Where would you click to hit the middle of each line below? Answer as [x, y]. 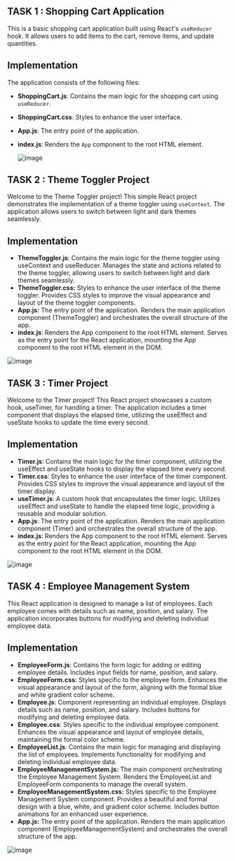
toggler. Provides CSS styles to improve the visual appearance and [114, 295]
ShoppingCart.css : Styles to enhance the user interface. [100, 117]
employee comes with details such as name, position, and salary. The [108, 610]
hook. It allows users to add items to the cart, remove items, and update [111, 36]
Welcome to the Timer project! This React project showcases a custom [109, 400]
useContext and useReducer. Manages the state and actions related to [119, 265]
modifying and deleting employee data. [74, 717]
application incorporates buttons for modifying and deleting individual [108, 618]
